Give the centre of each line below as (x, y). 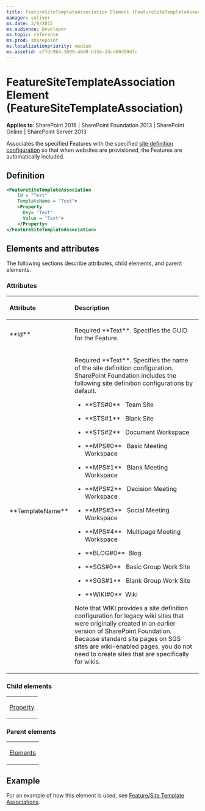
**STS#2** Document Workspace (137, 432)
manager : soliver (28, 18)
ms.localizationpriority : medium (49, 47)
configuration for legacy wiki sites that (129, 616)
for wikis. (87, 662)
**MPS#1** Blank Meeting (127, 467)
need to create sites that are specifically (131, 654)
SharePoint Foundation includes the (125, 375)
